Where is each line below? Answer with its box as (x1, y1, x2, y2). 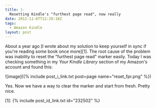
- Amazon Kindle (9, 25, 42, 30)
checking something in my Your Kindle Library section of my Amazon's (5, 59, 148, 65)
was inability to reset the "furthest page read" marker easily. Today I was (5, 54, 152, 59)
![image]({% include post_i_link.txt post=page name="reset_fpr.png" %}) (5, 74, 152, 79)
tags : (5, 21, 16, 26)
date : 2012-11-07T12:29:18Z (5, 16, 62, 21)
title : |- (5, 7, 25, 12)
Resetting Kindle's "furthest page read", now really (9, 12, 121, 17)
